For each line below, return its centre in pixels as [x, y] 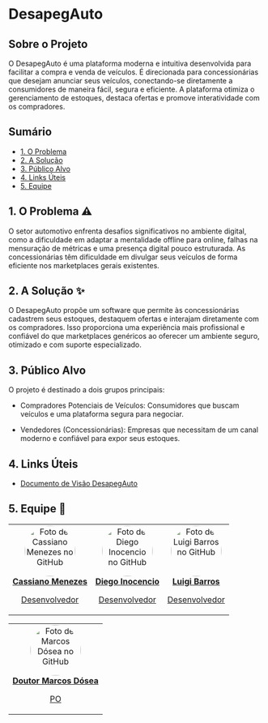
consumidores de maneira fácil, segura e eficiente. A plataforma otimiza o [132, 89]
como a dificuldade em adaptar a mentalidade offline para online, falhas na [133, 239]
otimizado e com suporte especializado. [75, 344]
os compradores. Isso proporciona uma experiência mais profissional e [127, 327]
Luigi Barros [196, 581]
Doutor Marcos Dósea [55, 680]
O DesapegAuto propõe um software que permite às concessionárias [124, 310]
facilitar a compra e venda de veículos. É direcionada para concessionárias [134, 72]
